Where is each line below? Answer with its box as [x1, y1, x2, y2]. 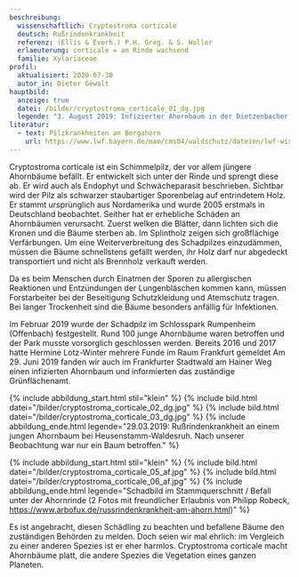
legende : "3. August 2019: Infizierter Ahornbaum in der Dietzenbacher [17, 112, 289, 121]
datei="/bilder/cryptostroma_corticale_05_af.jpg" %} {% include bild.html [9, 466, 277, 477]
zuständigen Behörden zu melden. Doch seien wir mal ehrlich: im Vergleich [9, 531, 285, 541]
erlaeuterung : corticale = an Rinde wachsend [17, 46, 190, 55]
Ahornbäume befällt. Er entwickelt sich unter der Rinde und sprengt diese [9, 171, 279, 181]
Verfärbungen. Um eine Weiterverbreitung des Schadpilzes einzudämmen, [9, 236, 282, 247]
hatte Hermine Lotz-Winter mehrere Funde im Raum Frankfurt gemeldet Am [9, 347, 287, 357]
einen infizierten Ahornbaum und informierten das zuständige [9, 365, 236, 376]
